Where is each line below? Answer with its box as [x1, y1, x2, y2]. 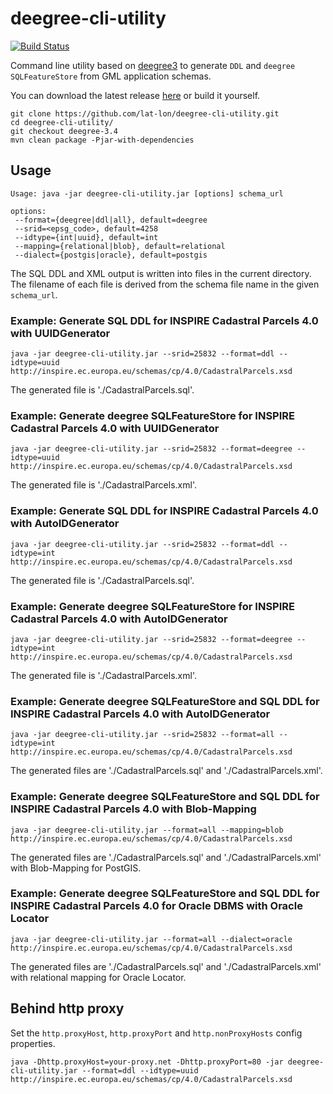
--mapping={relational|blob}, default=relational [14, 241, 226, 251]
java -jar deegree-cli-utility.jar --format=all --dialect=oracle [10, 934, 293, 944]
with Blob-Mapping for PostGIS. [10, 862, 142, 874]
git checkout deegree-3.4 [10, 126, 118, 136]
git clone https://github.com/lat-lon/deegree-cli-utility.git [10, 108, 280, 119]
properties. [10, 1037, 56, 1049]
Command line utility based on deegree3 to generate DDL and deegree [10, 59, 296, 71]
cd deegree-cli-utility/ [10, 117, 114, 127]
